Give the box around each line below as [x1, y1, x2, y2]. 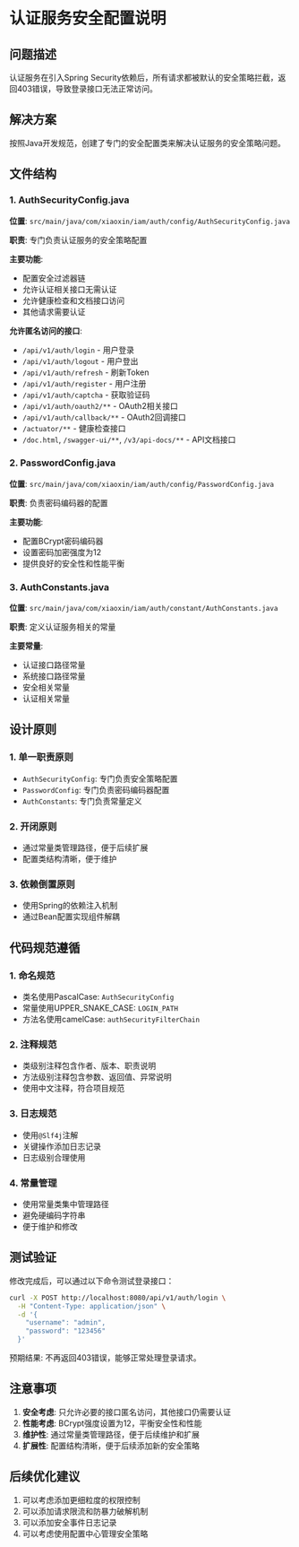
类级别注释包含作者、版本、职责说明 [21, 1060, 157, 1072]
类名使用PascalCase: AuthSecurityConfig [21, 992, 175, 1003]
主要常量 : [9, 640, 44, 651]
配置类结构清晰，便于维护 [21, 854, 117, 865]
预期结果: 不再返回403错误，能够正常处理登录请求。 [9, 1352, 201, 1363]
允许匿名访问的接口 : [9, 325, 83, 336]
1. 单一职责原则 [9, 751, 74, 763]
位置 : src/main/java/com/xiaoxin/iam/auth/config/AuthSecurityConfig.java [9, 215, 291, 226]
